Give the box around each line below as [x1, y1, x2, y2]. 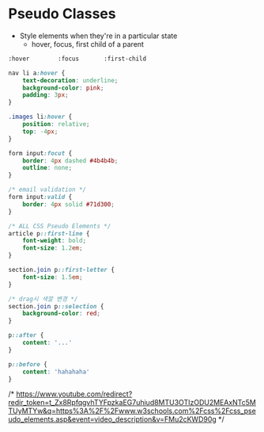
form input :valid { [8, 193, 73, 201]
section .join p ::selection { [8, 302, 104, 310]
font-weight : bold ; [22, 237, 87, 245]
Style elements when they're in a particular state [19, 31, 178, 40]
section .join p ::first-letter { [8, 266, 115, 274]
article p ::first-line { [8, 229, 90, 238]
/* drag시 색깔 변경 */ [8, 295, 78, 303]
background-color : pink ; [22, 84, 104, 92]
